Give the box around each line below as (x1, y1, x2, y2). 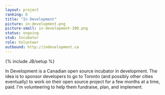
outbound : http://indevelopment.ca (5, 44, 79, 49)
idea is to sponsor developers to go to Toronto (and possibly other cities (5, 73, 154, 79)
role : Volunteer (5, 40, 39, 45)
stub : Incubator (5, 35, 39, 40)
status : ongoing (5, 30, 39, 35)
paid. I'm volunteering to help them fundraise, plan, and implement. (5, 83, 143, 90)
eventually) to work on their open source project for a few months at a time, (5, 78, 161, 84)
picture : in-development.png (5, 21, 66, 26)
